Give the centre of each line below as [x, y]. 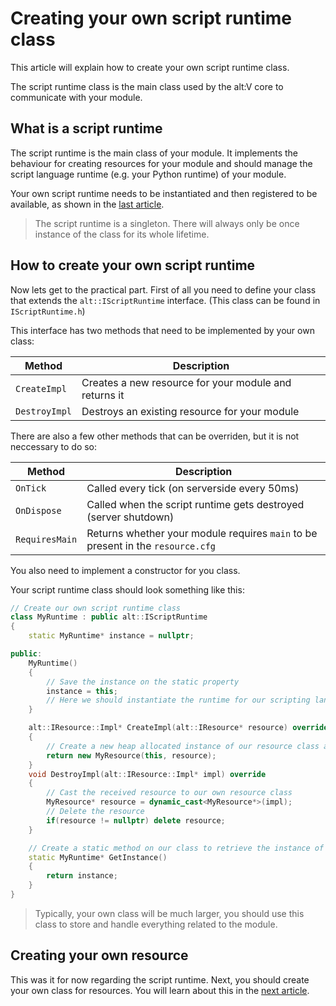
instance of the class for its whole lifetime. [122, 234]
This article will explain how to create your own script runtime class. [150, 67]
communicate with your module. [76, 97]
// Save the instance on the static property [143, 682]
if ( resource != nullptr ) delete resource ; [136, 820]
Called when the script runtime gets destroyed [195, 504]
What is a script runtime [86, 128]
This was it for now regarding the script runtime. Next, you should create [160, 979]
